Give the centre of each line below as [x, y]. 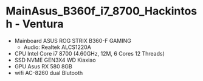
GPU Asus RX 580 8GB [43, 66]
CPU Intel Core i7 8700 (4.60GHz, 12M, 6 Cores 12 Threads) [90, 53]
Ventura [43, 24]
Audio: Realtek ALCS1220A [57, 47]
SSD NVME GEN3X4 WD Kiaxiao [55, 60]
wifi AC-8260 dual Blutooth [49, 73]
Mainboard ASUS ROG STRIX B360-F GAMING [73, 40]
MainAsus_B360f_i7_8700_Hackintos [101, 11]
